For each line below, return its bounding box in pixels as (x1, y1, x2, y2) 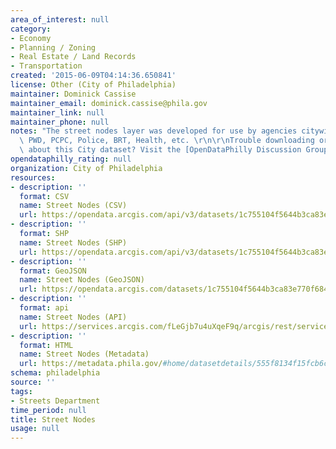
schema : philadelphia (10, 368, 101, 378)
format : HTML (19, 340, 74, 350)
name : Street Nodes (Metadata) (19, 349, 150, 360)
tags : (10, 386, 33, 396)
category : (10, 24, 52, 34)
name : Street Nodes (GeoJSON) (19, 275, 145, 285)
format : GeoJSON (19, 266, 87, 276)
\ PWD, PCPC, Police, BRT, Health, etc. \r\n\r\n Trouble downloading (19, 136, 315, 146)
